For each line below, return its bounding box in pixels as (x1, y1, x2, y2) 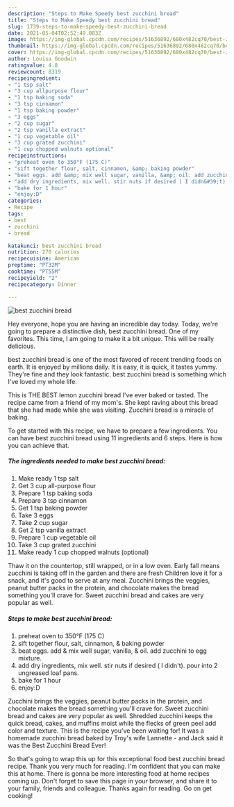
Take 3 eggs (17, 511, 54, 519)
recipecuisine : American (8, 255, 80, 263)
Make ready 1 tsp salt (17, 474, 79, 483)
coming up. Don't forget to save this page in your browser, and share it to (8, 777, 217, 785)
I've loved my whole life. (8, 377, 77, 385)
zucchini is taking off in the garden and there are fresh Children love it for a (8, 569, 223, 577)
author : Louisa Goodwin (8, 56, 77, 63)
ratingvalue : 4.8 (8, 62, 58, 69)
